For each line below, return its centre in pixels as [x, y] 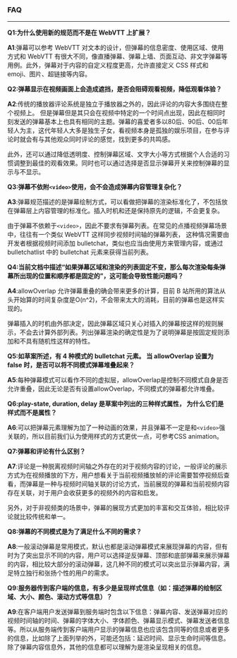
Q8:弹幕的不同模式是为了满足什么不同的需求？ [75, 532]
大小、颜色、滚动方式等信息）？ [66, 597]
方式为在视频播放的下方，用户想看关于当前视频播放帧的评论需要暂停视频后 [115, 475]
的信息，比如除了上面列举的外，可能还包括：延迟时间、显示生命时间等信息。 [119, 638]
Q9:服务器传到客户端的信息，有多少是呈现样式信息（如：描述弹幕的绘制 [112, 588]
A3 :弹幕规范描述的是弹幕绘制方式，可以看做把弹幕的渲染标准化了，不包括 [115, 202]
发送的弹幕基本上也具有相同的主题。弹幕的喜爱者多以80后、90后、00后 [117, 122]
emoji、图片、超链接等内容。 [49, 74]
